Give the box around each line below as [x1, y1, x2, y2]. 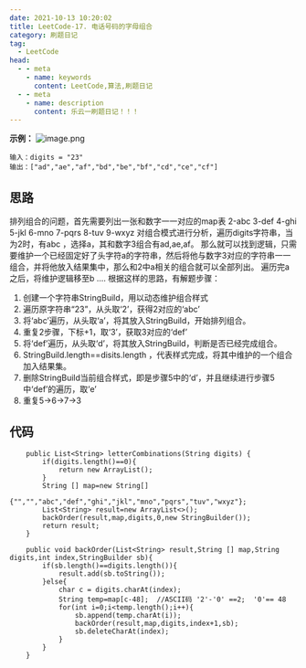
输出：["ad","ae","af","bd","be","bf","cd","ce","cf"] [9, 163, 218, 172]
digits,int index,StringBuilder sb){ [9, 553, 153, 562]
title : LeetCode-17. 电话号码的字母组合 [9, 22, 153, 31]
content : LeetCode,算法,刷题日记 [33, 81, 153, 90]
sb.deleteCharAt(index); [74, 627, 170, 636]
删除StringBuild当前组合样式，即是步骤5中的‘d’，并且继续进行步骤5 [22, 372, 276, 384]
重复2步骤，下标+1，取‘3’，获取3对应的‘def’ [22, 326, 188, 338]
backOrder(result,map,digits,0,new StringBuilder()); [42, 513, 251, 522]
